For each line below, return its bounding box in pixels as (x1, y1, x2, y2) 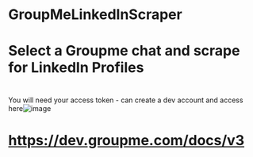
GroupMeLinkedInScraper (8, 6, 182, 24)
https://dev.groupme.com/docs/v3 (8, 131, 244, 149)
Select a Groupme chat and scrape (8, 42, 240, 60)
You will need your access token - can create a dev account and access (8, 95, 243, 105)
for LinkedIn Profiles (8, 59, 144, 77)
